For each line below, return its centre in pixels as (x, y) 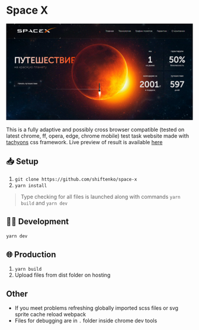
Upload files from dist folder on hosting (62, 275)
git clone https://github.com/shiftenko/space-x (76, 179)
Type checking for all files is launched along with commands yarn (100, 196)
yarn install (31, 185)
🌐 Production (31, 254)
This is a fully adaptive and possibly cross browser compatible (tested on (95, 129)
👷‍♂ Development (38, 222)
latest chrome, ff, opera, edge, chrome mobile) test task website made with (98, 136)
